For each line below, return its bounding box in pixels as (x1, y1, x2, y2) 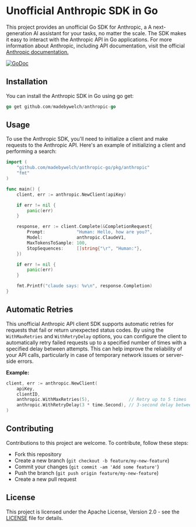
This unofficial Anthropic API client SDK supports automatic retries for (6, 320, 174, 327)
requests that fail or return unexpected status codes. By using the (6, 327, 164, 334)
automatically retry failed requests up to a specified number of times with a (6, 339, 187, 346)
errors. (17, 358, 34, 365)
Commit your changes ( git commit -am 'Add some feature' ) (14, 463, 159, 470)
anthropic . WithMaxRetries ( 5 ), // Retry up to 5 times (16, 397, 187, 403)
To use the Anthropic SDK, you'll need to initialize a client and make (6, 135, 168, 142)
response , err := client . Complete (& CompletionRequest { (16, 224, 153, 230)
